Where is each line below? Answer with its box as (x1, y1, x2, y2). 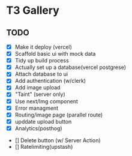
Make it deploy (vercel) (14, 43, 72, 50)
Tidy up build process (14, 57, 69, 64)
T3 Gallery (6, 4, 60, 17)
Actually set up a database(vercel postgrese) (14, 64, 127, 71)
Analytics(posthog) (14, 124, 62, 132)
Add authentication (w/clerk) (14, 77, 86, 85)
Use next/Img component (14, 97, 78, 105)
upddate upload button (14, 118, 72, 125)
